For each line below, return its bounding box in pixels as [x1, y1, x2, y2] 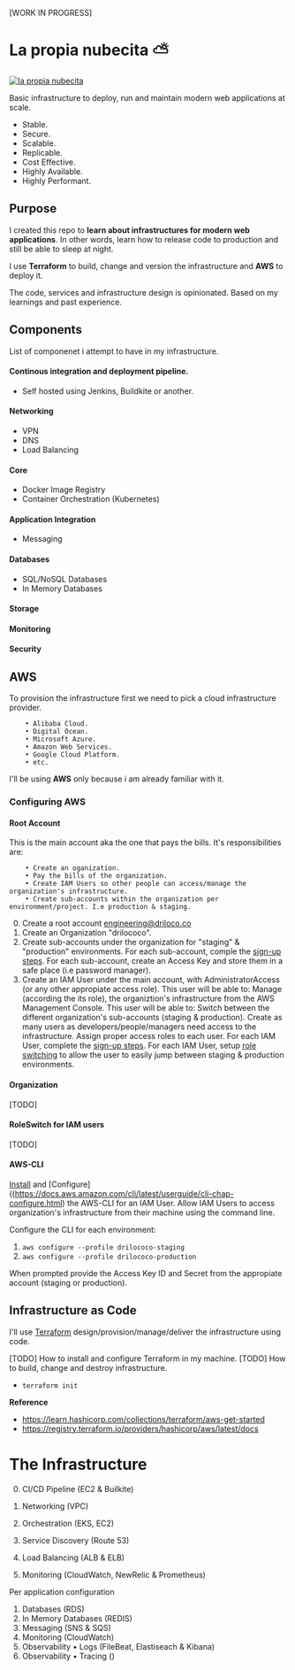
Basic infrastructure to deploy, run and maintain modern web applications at [9, 92, 285, 103]
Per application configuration [9, 1586, 115, 1597]
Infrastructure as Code [9, 1303, 137, 1318]
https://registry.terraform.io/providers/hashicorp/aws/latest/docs [21, 1423, 259, 1434]
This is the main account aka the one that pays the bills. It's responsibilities [9, 837, 282, 848]
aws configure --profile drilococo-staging [21, 1243, 185, 1251]
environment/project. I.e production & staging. [9, 903, 192, 912]
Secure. [21, 128, 51, 139]
